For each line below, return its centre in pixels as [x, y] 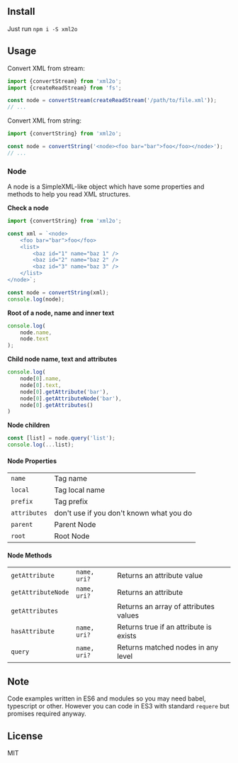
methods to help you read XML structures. [69, 194]
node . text [35, 339]
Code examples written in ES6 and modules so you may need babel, [107, 698]
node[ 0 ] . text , [41, 385]
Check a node [28, 208]
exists [126, 636]
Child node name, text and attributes [62, 359]
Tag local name [79, 490]
